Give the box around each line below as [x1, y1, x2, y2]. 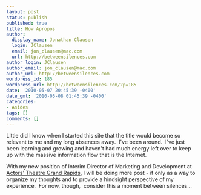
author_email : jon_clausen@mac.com [6, 65, 96, 71]
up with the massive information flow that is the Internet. [6, 152, 147, 159]
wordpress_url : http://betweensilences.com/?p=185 [6, 82, 137, 88]
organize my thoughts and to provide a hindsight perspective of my [6, 176, 174, 183]
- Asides [6, 104, 28, 110]
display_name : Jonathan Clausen [12, 37, 94, 43]
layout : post [6, 8, 39, 15]
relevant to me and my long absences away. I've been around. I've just [6, 138, 185, 145]
